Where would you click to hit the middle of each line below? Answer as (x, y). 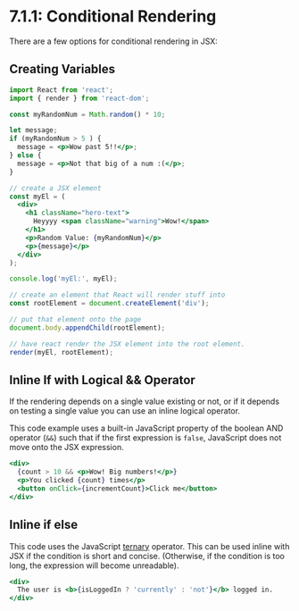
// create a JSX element (55, 188)
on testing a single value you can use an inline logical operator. (125, 411)
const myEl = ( (37, 197)
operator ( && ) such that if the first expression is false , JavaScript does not (145, 438)
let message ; (33, 130)
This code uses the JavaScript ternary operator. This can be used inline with (149, 546)
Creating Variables (62, 69)
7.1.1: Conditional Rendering (113, 17)
